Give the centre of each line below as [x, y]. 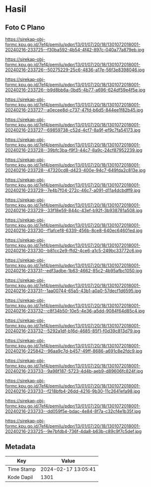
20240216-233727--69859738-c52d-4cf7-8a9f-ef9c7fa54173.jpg [73, 130]
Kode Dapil [20, 477]
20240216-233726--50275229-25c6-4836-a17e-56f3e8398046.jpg [75, 70]
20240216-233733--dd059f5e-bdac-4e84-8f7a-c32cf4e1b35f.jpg [73, 411]
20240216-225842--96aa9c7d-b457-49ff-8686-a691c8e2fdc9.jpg [74, 351]
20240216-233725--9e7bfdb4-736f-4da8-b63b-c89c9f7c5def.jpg [74, 431]
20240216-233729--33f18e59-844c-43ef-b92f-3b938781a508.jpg [74, 210]
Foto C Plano [25, 27]
